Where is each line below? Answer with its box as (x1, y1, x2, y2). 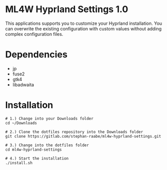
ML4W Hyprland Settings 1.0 (5, 4, 129, 15)
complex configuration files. (5, 31, 64, 37)
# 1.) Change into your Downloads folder (5, 116, 94, 121)
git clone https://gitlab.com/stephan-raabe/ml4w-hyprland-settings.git (5, 134, 161, 139)
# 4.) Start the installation (5, 156, 69, 161)
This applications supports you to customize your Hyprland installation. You (5, 20, 162, 26)
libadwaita (12, 81, 34, 88)
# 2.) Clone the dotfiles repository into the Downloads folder (5, 129, 143, 135)
